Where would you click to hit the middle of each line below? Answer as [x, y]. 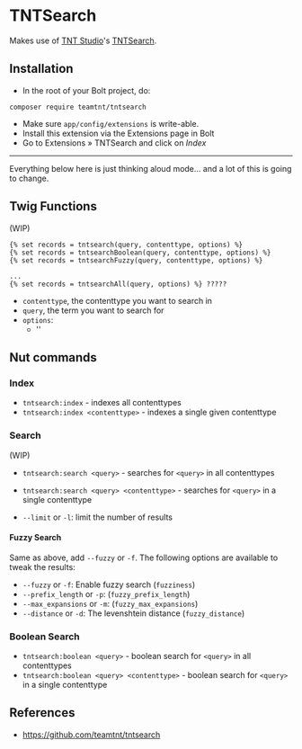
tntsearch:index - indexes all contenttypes [102, 403]
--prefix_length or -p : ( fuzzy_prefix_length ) [106, 593]
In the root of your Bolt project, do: [86, 90]
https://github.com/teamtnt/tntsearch [91, 735]
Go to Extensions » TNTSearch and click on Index [114, 143]
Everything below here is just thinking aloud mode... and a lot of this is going [151, 168]
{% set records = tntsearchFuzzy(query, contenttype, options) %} [136, 260]
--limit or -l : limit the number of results [98, 517]
